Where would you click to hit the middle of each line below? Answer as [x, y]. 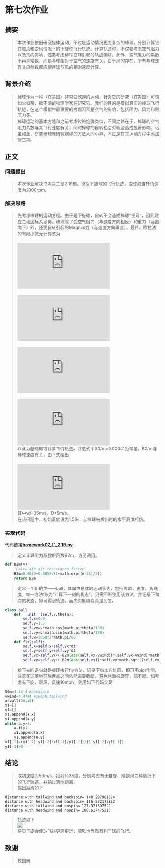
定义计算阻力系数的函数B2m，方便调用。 [58, 555]
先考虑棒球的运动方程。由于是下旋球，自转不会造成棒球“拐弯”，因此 [86, 215]
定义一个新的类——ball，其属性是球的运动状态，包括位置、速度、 [83, 588]
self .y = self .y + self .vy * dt [49, 651]
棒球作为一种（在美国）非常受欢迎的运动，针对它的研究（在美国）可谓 [88, 97]
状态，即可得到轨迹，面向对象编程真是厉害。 [71, 600]
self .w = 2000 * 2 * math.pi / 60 [49, 637]
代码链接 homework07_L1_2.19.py [39, 545]
